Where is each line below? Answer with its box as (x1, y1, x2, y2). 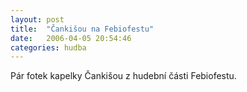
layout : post (10, 14, 65, 25)
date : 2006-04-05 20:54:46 (10, 33, 132, 43)
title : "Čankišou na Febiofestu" (10, 24, 155, 34)
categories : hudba (10, 42, 87, 53)
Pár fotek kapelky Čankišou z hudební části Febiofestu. (10, 70, 237, 82)
